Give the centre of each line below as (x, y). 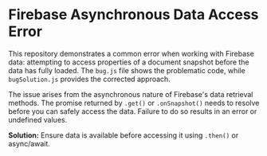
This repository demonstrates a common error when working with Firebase (132, 53)
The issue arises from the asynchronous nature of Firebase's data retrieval (131, 94)
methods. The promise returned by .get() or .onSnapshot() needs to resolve (134, 103)
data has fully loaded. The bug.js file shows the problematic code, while (127, 70)
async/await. (29, 143)
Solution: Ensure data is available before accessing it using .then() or (124, 135)
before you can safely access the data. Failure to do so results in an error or (133, 111)
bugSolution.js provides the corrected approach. (90, 79)
